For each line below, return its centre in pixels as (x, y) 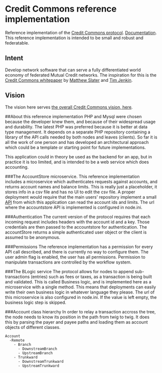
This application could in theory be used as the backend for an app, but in (79, 156)
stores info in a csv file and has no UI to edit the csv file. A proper (70, 192)
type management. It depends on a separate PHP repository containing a (78, 132)
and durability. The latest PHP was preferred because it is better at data (76, 126)
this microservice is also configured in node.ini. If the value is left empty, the (81, 297)
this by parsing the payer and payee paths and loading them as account (76, 322)
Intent (14, 58)
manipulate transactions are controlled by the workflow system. (68, 262)
